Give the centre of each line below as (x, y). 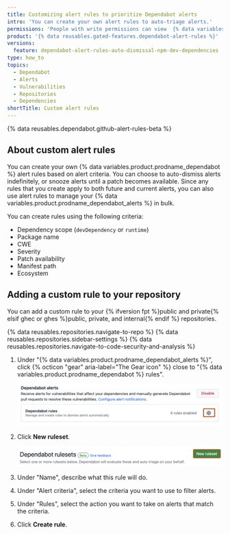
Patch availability (41, 258)
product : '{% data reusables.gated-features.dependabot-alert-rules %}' (113, 36)
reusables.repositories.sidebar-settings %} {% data (80, 339)
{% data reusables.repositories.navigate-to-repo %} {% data (93, 331)
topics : (18, 65)
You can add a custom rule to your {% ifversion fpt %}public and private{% (113, 311)
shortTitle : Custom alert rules (53, 109)
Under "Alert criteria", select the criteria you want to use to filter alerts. (116, 490)
